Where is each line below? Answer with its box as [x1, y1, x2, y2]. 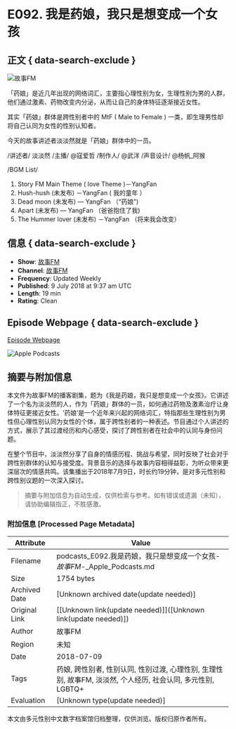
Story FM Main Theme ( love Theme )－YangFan [17, 180, 157, 188]
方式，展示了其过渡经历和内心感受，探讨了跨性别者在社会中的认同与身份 [7, 426, 216, 435]
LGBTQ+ [55, 684, 84, 694]
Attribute [15, 538, 46, 548]
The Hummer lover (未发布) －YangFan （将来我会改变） [17, 215, 181, 223]
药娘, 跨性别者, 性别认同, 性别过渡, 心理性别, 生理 [55, 664, 216, 674]
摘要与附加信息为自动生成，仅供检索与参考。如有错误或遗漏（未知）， [24, 491, 225, 499]
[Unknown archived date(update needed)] [55, 589, 196, 599]
